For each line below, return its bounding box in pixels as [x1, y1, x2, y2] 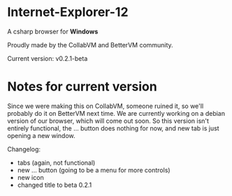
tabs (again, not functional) [17, 158, 96, 167]
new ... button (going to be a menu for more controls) [17, 165, 171, 174]
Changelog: [7, 144, 41, 153]
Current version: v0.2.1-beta [7, 54, 88, 63]
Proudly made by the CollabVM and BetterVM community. [7, 40, 173, 49]
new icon [17, 173, 44, 181]
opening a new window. [7, 131, 75, 140]
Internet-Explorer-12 [7, 4, 129, 20]
